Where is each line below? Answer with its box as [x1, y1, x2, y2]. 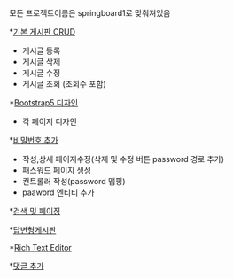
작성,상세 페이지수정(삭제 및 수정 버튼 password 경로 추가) [21, 154, 224, 164]
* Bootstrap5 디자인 [9, 97, 78, 108]
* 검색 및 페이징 [9, 206, 61, 216]
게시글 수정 [21, 67, 61, 78]
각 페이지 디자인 [21, 116, 77, 127]
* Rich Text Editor [9, 243, 73, 252]
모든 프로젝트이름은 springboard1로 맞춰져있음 [9, 8, 171, 18]
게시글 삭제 [21, 57, 61, 66]
